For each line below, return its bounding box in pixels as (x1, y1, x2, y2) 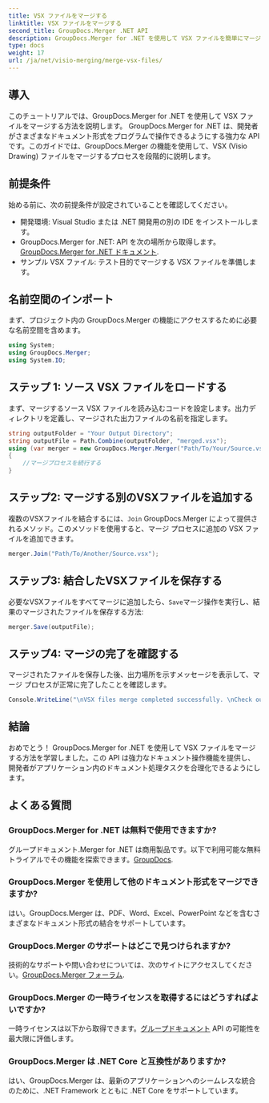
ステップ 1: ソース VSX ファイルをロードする (8, 380, 227, 394)
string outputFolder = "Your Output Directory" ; (8, 429, 174, 437)
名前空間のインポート (8, 292, 114, 306)
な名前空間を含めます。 (8, 326, 86, 335)
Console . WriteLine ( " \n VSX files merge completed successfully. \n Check (8, 695, 252, 704)
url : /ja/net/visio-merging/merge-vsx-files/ (8, 57, 163, 65)
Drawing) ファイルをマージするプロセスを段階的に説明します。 (8, 151, 215, 160)
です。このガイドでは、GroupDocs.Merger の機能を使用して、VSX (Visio (8, 141, 248, 151)
